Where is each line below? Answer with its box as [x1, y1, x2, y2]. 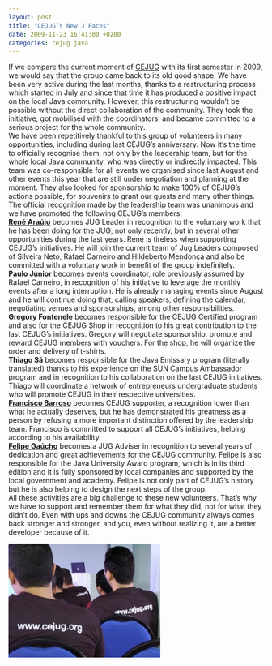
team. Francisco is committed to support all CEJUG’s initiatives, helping [8, 424, 246, 434]
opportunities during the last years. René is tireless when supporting [8, 234, 236, 244]
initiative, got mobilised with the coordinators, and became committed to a [8, 114, 256, 123]
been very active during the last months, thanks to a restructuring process [8, 79, 257, 89]
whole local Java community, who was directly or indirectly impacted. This [8, 157, 257, 166]
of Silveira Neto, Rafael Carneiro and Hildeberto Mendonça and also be [8, 251, 245, 261]
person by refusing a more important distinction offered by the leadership [8, 415, 253, 425]
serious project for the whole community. [8, 122, 146, 132]
